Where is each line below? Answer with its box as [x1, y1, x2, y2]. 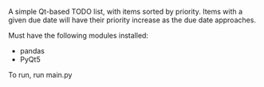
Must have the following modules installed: [8, 31, 149, 40]
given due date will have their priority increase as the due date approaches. [8, 15, 257, 25]
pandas [19, 46, 45, 55]
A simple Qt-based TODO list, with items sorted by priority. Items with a [8, 7, 243, 16]
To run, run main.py [8, 70, 73, 79]
